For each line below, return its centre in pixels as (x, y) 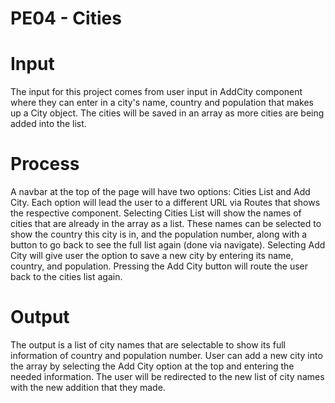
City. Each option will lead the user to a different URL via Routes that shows (165, 203)
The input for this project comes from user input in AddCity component (156, 92)
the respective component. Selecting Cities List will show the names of (156, 213)
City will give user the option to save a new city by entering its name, (152, 256)
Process (45, 164)
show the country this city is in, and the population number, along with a (159, 234)
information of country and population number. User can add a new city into (166, 355)
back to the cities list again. (66, 277)
